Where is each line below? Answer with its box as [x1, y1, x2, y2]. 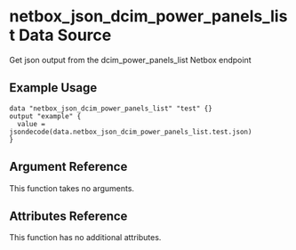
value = [17, 119, 46, 128]
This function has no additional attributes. [9, 232, 162, 243]
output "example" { [9, 111, 82, 121]
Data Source [18, 25, 112, 45]
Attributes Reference [9, 208, 128, 223]
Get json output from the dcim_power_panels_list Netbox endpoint [9, 54, 252, 65]
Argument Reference [9, 159, 128, 174]
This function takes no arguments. [9, 182, 135, 193]
